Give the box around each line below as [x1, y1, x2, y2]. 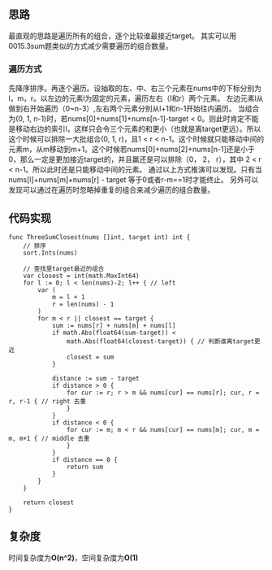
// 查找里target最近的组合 [23, 264, 105, 272]
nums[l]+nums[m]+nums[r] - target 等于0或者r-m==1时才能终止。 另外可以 [8, 175, 259, 185]
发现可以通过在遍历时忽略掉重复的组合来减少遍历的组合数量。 [8, 185, 215, 195]
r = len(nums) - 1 [51, 300, 114, 308]
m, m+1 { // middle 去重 [8, 434, 90, 442]
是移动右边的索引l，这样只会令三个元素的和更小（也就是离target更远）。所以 [8, 124, 261, 134]
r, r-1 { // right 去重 [8, 397, 87, 405]
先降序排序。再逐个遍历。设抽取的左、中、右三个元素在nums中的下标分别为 [8, 84, 262, 94]
